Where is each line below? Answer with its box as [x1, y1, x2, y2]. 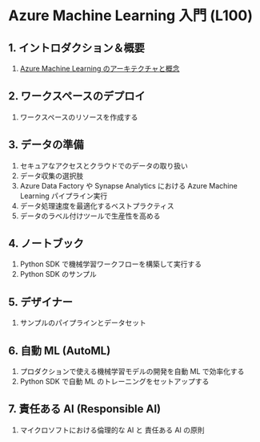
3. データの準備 [8, 138, 84, 152]
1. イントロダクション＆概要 [8, 41, 146, 55]
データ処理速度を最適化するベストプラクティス [19, 201, 174, 210]
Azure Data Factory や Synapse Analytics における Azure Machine [19, 180, 238, 190]
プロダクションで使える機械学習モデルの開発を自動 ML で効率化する [19, 367, 245, 376]
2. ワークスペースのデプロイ [8, 89, 146, 103]
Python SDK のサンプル [19, 270, 98, 279]
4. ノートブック [8, 237, 84, 250]
